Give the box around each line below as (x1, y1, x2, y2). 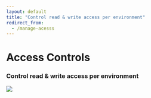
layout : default (6, 8, 47, 15)
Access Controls (6, 51, 91, 64)
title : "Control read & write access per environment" (6, 14, 146, 20)
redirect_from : (6, 20, 44, 26)
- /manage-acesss (11, 25, 55, 31)
